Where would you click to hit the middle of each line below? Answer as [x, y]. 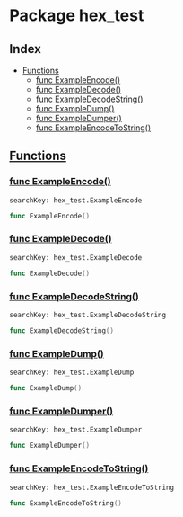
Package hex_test [77, 16]
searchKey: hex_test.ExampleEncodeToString [92, 487]
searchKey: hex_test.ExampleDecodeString [88, 316]
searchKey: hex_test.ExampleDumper [76, 430]
